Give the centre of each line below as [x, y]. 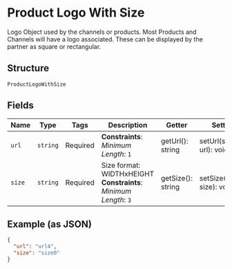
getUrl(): [175, 141]
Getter [177, 124]
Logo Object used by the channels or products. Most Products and [102, 32]
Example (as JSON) [49, 224]
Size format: [121, 165]
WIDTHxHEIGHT [128, 174]
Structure [28, 68]
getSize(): [177, 178]
